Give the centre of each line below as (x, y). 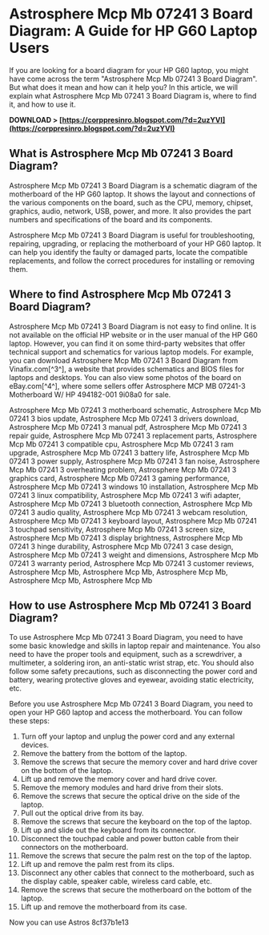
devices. (35, 745)
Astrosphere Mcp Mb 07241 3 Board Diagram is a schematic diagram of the (133, 185)
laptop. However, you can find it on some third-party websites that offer (127, 343)
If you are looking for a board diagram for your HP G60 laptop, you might (129, 70)
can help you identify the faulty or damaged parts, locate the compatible (128, 252)
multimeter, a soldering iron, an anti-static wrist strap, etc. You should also (132, 663)
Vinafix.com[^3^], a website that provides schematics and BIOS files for (127, 369)
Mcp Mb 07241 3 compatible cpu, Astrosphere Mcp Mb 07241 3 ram (122, 444)
